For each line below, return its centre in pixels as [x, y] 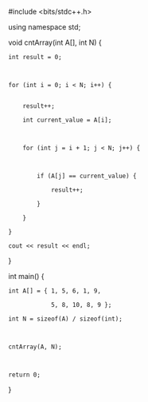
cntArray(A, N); [35, 347]
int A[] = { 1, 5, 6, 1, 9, [55, 291]
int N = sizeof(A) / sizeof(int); [66, 319]
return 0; [25, 375]
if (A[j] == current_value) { [87, 176]
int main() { [27, 276]
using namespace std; [45, 27]
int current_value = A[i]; [67, 120]
